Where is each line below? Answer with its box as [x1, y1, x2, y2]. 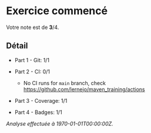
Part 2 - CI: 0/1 [14, 68, 50, 75]
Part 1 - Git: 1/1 [14, 56, 50, 63]
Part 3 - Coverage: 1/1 [14, 97, 68, 104]
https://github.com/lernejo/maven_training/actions [23, 86, 145, 93]
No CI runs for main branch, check [23, 79, 106, 86]
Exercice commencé [6, 4, 108, 18]
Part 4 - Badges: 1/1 [14, 108, 63, 116]
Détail [6, 41, 28, 51]
